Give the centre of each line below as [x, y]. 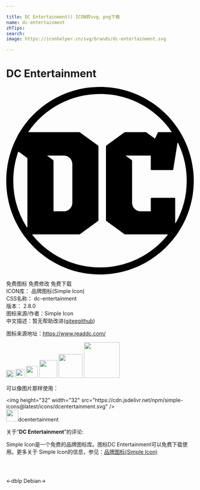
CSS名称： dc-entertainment [42, 299]
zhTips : [16, 28]
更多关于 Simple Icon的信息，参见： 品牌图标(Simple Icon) [87, 452]
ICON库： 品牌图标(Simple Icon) [46, 291]
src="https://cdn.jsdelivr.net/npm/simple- [132, 400]
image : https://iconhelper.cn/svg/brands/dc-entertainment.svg [86, 39]
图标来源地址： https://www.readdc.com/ [56, 333]
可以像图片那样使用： [32, 388]
